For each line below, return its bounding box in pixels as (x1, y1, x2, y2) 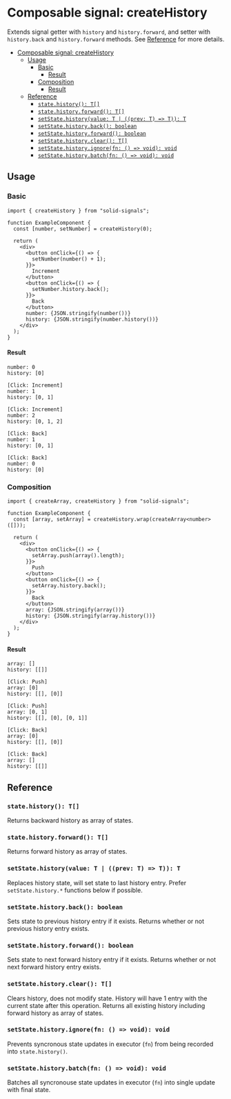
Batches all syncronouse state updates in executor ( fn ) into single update (7, 1078, 216, 1087)
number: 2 (7, 412, 36, 419)
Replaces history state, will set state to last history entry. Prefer (7, 878, 187, 887)
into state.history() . (7, 1047, 68, 1056)
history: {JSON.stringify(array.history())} (25, 612, 156, 620)
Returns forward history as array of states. (7, 847, 128, 856)
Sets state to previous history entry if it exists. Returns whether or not (7, 917, 205, 925)
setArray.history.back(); (32, 583, 107, 589)
